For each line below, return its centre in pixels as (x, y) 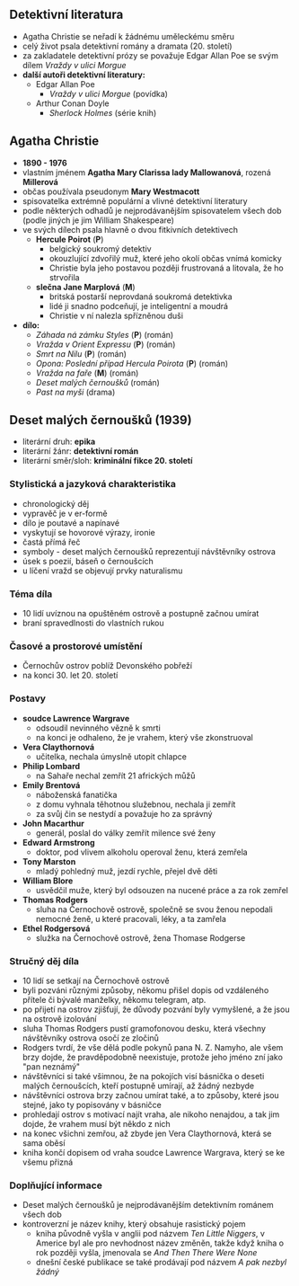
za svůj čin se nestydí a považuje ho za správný (124, 813)
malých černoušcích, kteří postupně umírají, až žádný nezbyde (138, 1086)
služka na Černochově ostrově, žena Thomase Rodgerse (141, 937)
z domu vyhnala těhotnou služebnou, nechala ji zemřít (136, 804)
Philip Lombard (51, 766)
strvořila (64, 277)
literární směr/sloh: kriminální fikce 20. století (107, 461)
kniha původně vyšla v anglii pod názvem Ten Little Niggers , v (150, 1234)
